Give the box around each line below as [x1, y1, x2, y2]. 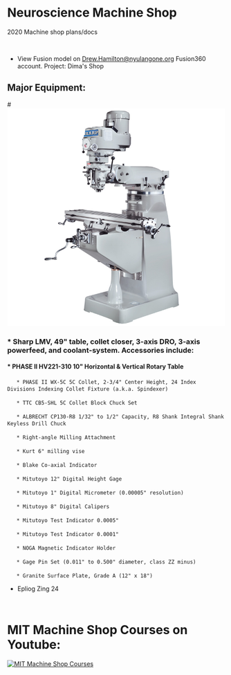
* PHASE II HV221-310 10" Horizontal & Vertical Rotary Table [7, 362, 184, 371]
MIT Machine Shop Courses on [7, 622, 188, 638]
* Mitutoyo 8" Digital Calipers [16, 503, 110, 510]
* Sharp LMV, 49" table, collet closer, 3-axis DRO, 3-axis [7, 337, 201, 346]
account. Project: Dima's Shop [17, 62, 104, 70]
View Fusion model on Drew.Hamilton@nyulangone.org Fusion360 [17, 54, 206, 63]
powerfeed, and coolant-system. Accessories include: [7, 345, 194, 355]
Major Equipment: [7, 82, 86, 94]
